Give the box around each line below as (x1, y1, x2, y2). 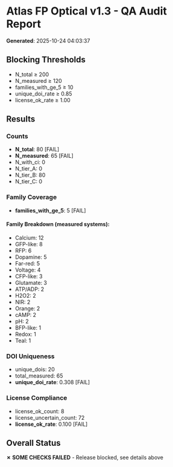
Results (6, 114, 36, 125)
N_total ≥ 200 (14, 71, 49, 78)
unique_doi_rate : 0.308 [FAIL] (14, 379, 90, 386)
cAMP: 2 (14, 311, 37, 318)
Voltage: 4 (14, 266, 41, 273)
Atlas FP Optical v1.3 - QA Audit (6, 4, 168, 18)
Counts (6, 132, 28, 140)
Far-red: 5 (14, 260, 40, 267)
